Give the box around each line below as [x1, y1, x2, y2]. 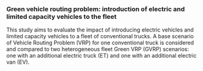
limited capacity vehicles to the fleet [6, 12, 117, 21]
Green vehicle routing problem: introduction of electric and [6, 5, 185, 13]
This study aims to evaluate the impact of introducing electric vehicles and [6, 26, 194, 33]
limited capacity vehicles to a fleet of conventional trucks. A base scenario [6, 33, 194, 40]
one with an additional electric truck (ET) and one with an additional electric [6, 52, 197, 59]
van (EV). [6, 58, 30, 66]
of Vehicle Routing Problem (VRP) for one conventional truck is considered [6, 39, 194, 47]
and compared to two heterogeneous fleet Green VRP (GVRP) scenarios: [6, 46, 190, 53]
